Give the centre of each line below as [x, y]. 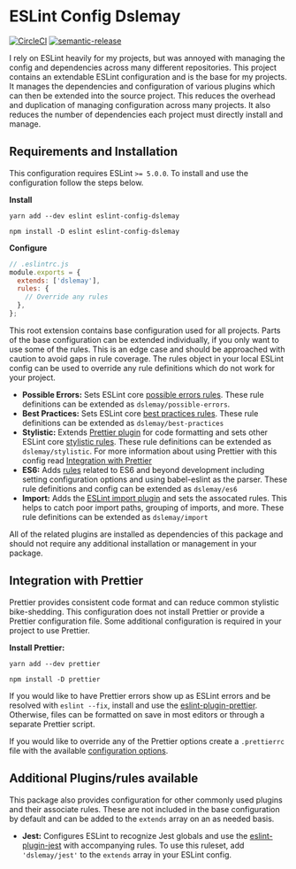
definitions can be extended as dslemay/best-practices [123, 423]
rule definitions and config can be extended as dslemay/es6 [129, 488]
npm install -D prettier [55, 679]
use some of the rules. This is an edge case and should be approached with [147, 349]
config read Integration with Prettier [87, 460]
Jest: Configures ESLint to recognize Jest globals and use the [135, 835]
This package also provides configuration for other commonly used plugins [146, 800]
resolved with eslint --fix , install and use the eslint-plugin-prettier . [133, 705]
